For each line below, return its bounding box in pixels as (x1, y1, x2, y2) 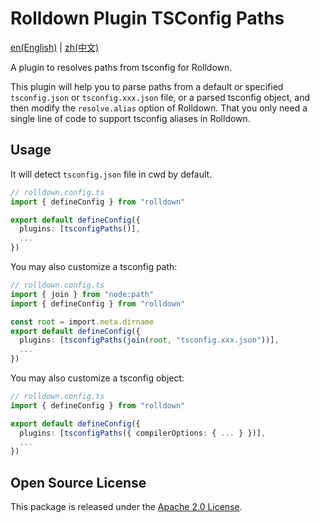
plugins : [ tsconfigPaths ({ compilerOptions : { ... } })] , (19, 428, 267, 438)
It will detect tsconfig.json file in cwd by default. (10, 168, 213, 180)
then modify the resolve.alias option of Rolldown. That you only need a (10, 102, 308, 114)
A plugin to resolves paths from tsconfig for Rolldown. (10, 61, 233, 73)
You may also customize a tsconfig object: (10, 372, 185, 384)
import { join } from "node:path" (10, 289, 155, 299)
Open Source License (10, 474, 147, 491)
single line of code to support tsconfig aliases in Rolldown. (10, 112, 251, 124)
